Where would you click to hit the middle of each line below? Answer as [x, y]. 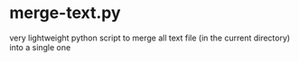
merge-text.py [65, 13]
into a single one [40, 47]
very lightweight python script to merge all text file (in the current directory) [150, 38]
